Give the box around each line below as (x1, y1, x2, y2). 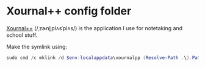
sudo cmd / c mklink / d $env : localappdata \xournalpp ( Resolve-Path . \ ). (6, 54, 192, 61)
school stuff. (6, 31, 38, 39)
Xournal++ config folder (6, 4, 132, 18)
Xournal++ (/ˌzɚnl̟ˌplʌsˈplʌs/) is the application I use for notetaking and (6, 24, 183, 31)
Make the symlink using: (6, 43, 68, 50)
